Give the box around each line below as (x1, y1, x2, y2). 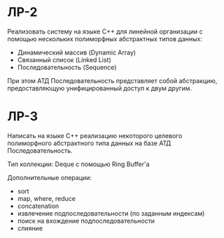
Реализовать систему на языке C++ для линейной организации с (7, 27, 203, 36)
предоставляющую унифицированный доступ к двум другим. (7, 84, 192, 92)
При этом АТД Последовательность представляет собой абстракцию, (7, 76, 218, 84)
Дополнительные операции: (7, 173, 92, 181)
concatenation (17, 202, 59, 210)
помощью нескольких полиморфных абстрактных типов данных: (7, 34, 203, 43)
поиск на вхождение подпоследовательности (17, 216, 155, 225)
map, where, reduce (17, 194, 76, 202)
